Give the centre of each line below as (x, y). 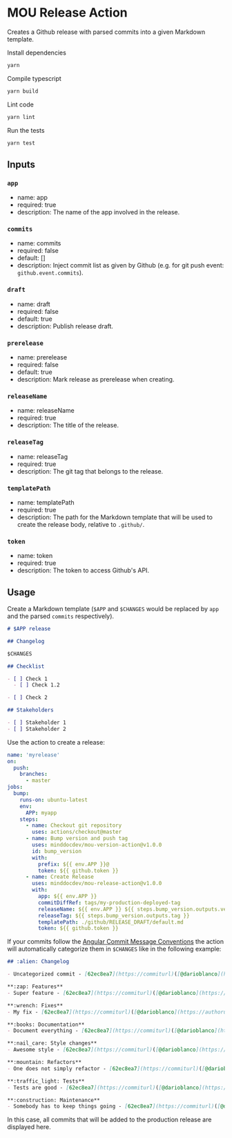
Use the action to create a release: (56, 742)
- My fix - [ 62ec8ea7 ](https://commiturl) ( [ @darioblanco (91, 1012)
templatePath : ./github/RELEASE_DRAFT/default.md (111, 922)
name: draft (33, 304)
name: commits (39, 243)
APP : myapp (41, 813)
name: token (35, 556)
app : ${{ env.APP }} (67, 897)
